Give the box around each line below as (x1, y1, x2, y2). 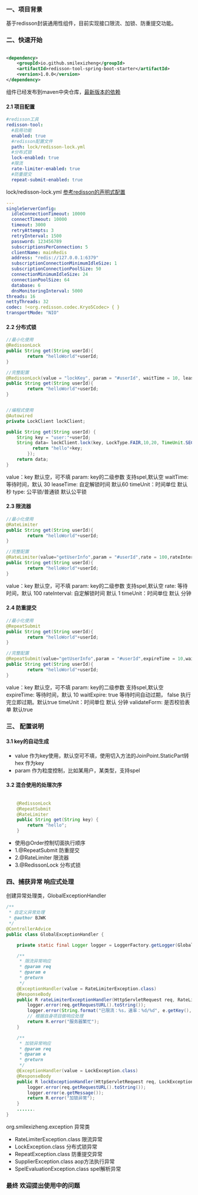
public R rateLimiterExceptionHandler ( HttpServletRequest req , (16, 997, 176, 1002)
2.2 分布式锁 (6, 323, 37, 330)
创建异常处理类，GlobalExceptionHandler (6, 892, 107, 899)
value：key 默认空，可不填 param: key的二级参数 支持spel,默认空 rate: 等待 (6, 582, 188, 589)
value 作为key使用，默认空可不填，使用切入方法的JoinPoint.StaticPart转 (14, 752, 190, 759)
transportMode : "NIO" (6, 310, 60, 316)
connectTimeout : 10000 (11, 217, 67, 223)
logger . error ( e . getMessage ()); (27, 1090, 104, 1096)
